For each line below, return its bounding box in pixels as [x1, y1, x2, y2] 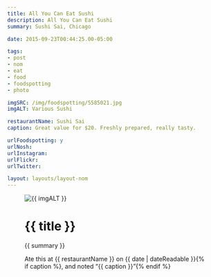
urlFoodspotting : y [7, 137, 64, 144]
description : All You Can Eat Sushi [7, 17, 113, 24]
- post [7, 55, 26, 62]
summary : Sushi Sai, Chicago [7, 23, 91, 30]
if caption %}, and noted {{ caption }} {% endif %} [24, 262, 171, 271]
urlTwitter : [7, 163, 42, 170]
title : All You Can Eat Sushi [7, 10, 95, 17]
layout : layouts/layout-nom [7, 175, 89, 182]
